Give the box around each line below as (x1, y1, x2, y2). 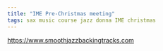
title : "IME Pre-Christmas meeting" (7, 10, 115, 17)
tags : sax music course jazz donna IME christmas (7, 17, 157, 24)
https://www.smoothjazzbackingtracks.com (7, 36, 134, 44)
